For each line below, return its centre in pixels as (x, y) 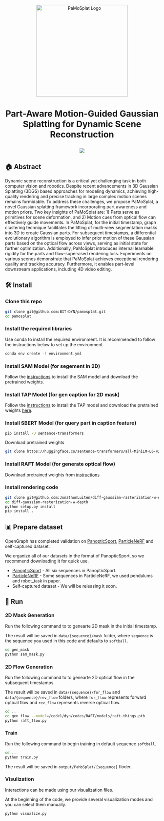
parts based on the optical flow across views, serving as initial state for (76, 243)
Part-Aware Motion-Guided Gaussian (82, 114)
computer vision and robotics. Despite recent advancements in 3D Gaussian (82, 186)
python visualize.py (26, 813)
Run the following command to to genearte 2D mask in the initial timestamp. (81, 626)
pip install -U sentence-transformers (44, 433)
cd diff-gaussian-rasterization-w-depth (47, 502)
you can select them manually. (36, 804)
